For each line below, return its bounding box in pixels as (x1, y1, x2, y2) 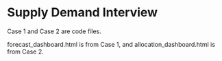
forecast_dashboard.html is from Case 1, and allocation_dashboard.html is (7, 40, 216, 48)
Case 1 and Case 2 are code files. (7, 27, 101, 35)
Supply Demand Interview (7, 5, 158, 20)
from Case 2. (7, 47, 44, 56)
